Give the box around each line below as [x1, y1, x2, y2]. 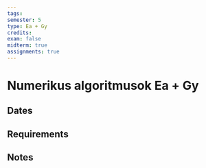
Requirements [7, 128, 69, 140]
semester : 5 [7, 16, 41, 23]
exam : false [7, 36, 41, 43]
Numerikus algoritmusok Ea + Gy [7, 78, 199, 93]
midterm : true [7, 42, 48, 49]
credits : [7, 29, 32, 36]
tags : [7, 10, 23, 17]
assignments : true [7, 49, 60, 56]
